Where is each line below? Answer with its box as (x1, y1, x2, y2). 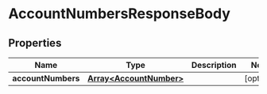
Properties (8, 36, 62, 50)
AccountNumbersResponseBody (8, 5, 230, 23)
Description (191, 60, 237, 70)
